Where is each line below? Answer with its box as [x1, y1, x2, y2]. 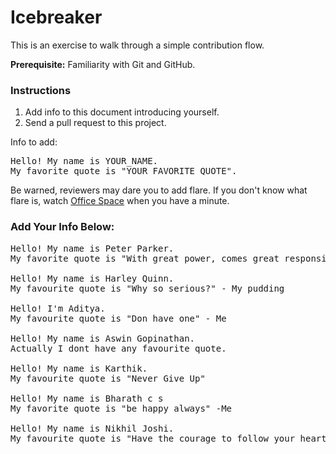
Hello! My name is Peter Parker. [10, 242, 175, 254]
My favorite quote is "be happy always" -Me [10, 402, 233, 414]
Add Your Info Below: [10, 220, 115, 234]
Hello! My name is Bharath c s [10, 392, 164, 404]
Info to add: [10, 136, 58, 148]
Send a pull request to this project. [24, 117, 167, 129]
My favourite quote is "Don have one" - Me [10, 312, 227, 324]
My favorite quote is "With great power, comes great [10, 252, 280, 264]
